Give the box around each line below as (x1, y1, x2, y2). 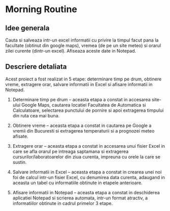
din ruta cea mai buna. (12, 112, 60, 118)
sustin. (12, 159, 27, 165)
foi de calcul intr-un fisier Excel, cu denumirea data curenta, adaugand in (12, 174, 165, 180)
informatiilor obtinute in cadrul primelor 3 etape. (12, 200, 113, 206)
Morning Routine (5, 4, 78, 15)
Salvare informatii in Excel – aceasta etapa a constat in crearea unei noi (12, 168, 162, 175)
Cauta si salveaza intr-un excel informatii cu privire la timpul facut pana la (5, 37, 159, 43)
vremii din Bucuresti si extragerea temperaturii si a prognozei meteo (12, 128, 155, 134)
